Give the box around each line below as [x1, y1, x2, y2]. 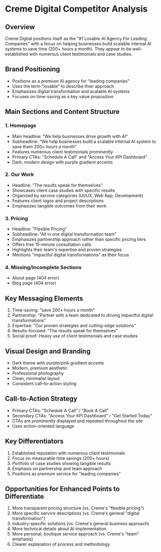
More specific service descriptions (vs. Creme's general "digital [12, 510, 140, 516]
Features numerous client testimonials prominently [12, 149, 113, 155]
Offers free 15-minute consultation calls [12, 241, 91, 247]
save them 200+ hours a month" [12, 143, 77, 149]
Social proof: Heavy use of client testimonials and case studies [12, 333, 138, 339]
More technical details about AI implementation [12, 526, 107, 532]
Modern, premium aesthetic [12, 365, 68, 371]
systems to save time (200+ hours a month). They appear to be [5, 46, 132, 52]
